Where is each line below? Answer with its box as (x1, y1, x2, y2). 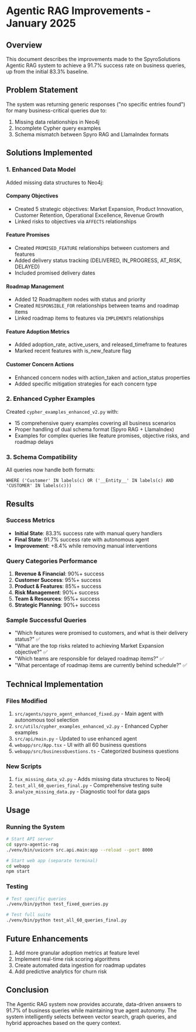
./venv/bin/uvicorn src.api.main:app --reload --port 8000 (6, 847, 153, 853)
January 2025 (6, 16, 76, 30)
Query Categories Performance (6, 557, 98, 565)
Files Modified (6, 696, 48, 705)
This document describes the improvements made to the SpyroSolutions (6, 56, 181, 62)
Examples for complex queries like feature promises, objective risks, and (14, 432, 190, 439)
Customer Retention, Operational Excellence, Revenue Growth (14, 212, 164, 219)
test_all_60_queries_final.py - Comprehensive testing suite (14, 782, 163, 789)
